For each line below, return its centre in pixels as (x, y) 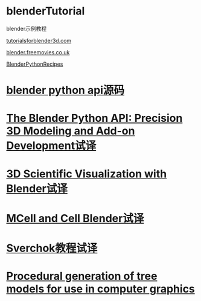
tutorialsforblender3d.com (39, 40)
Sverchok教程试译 (52, 248)
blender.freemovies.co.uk (38, 52)
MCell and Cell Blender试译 (75, 218)
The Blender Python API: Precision (94, 118)
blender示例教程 (27, 28)
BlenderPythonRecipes (35, 64)
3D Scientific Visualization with (87, 174)
